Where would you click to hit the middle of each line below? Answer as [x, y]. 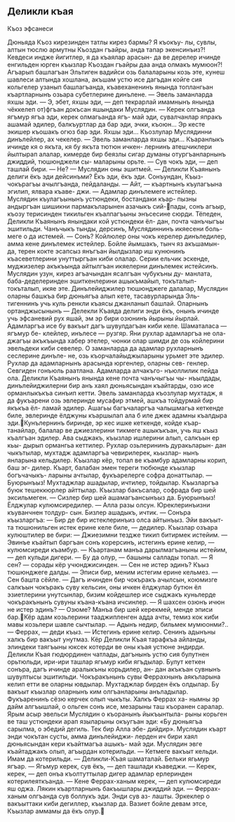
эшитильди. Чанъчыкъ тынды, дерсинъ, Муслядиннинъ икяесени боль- [115, 228]
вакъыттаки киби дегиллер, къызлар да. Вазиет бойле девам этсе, [108, 803]
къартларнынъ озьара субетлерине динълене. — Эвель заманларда [110, 94]
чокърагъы [24, 184]
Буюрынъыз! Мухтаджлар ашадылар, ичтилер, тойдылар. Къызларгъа [113, 482]
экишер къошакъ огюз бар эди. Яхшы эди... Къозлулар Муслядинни [110, 131]
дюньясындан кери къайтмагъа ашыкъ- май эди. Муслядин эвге [105, 743]
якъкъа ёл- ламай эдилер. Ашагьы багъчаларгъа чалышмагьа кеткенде [116, 407]
